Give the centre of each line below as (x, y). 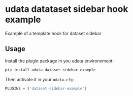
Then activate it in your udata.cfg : (40, 79)
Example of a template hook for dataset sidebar (53, 33)
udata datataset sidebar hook (66, 9)
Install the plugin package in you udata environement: (60, 61)
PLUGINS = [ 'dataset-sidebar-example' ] (46, 88)
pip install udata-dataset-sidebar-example (50, 70)
